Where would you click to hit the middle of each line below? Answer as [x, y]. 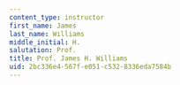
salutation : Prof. [43, 50]
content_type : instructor [56, 17]
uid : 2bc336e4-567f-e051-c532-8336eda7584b [90, 67]
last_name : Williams [47, 34]
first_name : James [43, 26]
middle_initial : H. [45, 42]
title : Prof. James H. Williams [68, 58]
